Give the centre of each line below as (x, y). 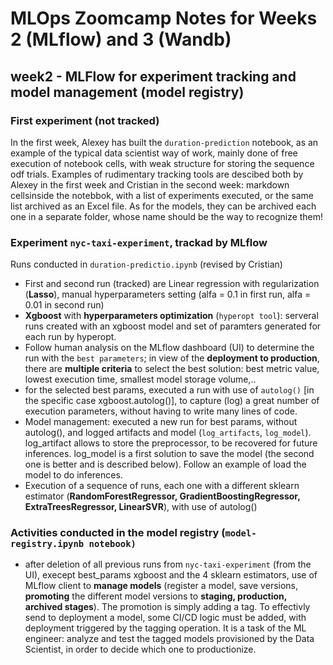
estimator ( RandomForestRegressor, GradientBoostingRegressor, (162, 496)
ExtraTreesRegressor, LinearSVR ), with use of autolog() (141, 507)
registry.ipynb (47, 544)
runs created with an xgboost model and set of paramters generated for (173, 326)
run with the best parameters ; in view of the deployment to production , (172, 358)
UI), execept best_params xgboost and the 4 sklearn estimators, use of (171, 575)
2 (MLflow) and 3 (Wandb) (121, 39)
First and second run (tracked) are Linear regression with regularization (172, 284)
